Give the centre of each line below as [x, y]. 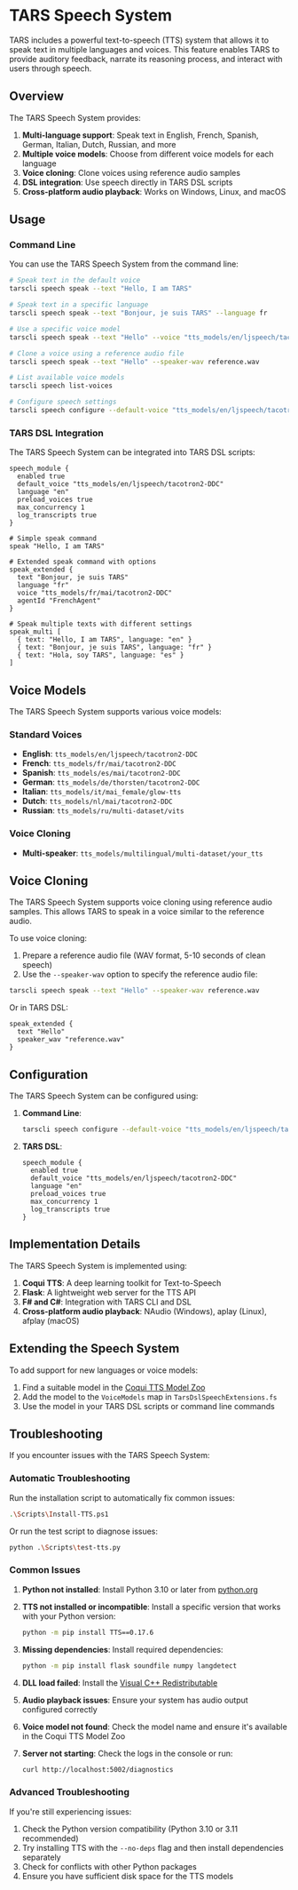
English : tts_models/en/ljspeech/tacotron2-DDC [110, 754]
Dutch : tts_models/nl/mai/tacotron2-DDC [97, 801]
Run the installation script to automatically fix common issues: [122, 1497]
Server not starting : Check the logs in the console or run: [127, 1753]
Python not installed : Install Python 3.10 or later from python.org [140, 1589]
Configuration [49, 1075]
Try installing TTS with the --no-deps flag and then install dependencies [153, 1847]
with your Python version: [69, 1616]
